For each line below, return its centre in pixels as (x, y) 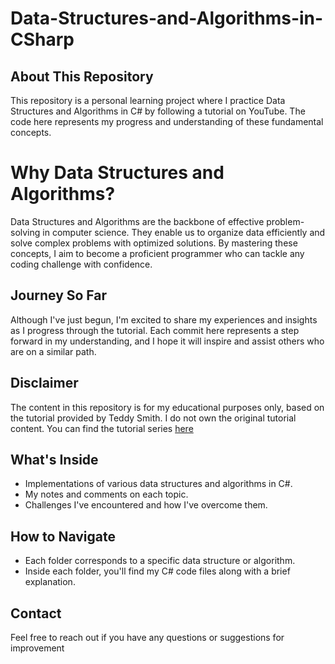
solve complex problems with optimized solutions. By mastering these (154, 243)
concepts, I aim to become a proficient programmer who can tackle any (157, 253)
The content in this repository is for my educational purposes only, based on (167, 407)
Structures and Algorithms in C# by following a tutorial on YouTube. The (158, 111)
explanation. (50, 582)
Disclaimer (44, 383)
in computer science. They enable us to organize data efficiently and (184, 232)
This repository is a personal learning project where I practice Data (148, 100)
